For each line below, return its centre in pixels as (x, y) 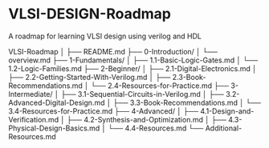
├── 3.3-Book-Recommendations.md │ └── (187, 102)
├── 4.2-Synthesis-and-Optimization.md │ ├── (147, 119)
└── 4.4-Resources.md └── (156, 128)
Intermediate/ (31, 94)
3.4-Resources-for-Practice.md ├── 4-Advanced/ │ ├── (104, 111)
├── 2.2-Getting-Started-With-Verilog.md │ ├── (90, 77)
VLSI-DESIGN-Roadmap (90, 14)
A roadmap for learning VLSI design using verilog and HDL (105, 36)
